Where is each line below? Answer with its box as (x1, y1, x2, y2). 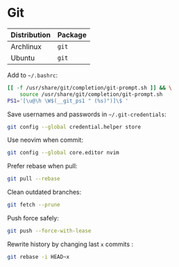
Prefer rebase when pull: (7, 162, 78, 170)
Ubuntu (10, 53, 35, 63)
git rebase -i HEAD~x (7, 253, 70, 260)
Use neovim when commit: (7, 136, 83, 144)
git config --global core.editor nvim (7, 149, 119, 156)
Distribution (10, 30, 51, 40)
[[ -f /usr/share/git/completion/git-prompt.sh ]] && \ (7, 84, 172, 91)
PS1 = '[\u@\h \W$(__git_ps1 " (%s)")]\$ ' (7, 97, 129, 104)
